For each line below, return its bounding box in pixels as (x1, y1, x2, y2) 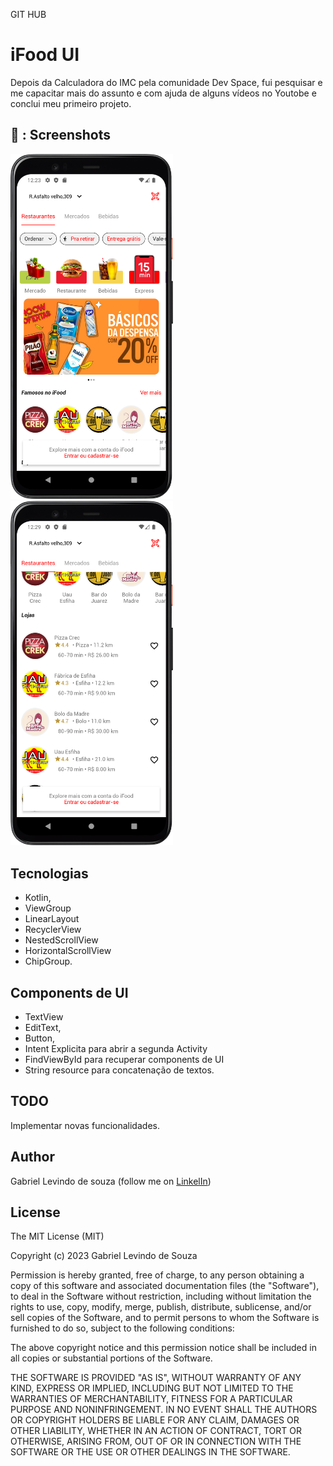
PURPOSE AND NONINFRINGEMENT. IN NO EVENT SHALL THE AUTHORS (10, 1404, 318, 1416)
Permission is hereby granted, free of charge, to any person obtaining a (10, 1269, 305, 1281)
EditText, (24, 1022, 62, 1033)
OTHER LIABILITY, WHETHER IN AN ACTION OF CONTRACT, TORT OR (10, 1425, 302, 1437)
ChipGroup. (24, 955, 73, 968)
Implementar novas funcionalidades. (10, 1119, 160, 1131)
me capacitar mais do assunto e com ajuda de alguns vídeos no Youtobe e (10, 87, 317, 99)
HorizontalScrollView (24, 945, 112, 957)
